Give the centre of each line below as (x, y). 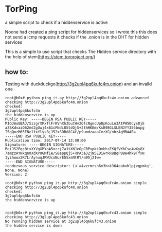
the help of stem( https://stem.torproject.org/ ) (50, 56)
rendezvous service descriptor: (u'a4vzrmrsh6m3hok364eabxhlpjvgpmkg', (79, 166)
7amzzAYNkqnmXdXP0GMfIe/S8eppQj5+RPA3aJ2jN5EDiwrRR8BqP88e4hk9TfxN (75, 153)
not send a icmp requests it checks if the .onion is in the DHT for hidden (77, 37)
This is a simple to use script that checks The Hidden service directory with (81, 52)
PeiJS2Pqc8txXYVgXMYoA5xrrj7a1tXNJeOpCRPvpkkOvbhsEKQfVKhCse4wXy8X (75, 149)
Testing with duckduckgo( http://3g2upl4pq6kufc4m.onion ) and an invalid (79, 84)
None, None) (17, 170)
